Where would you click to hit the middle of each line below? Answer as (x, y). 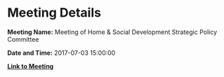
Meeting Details (54, 13)
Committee (23, 39)
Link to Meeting (31, 66)
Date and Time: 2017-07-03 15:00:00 (61, 53)
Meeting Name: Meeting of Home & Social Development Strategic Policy (112, 32)
